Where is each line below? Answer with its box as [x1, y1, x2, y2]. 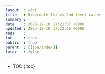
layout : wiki [5, 7, 37, 13]
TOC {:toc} [12, 63, 35, 69]
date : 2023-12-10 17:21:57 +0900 [5, 21, 85, 27]
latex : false [5, 49, 39, 54]
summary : [5, 17, 26, 22]
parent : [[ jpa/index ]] [5, 45, 58, 50]
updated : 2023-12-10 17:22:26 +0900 [5, 26, 85, 31]
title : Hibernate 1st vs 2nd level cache [5, 12, 100, 17]
